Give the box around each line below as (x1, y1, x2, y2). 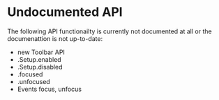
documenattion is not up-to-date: (7, 34, 103, 42)
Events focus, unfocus (17, 85, 82, 93)
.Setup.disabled (17, 62, 63, 71)
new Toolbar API (17, 48, 65, 56)
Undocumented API (7, 4, 123, 20)
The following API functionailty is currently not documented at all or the (7, 27, 212, 35)
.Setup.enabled (17, 55, 61, 63)
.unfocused (17, 77, 50, 85)
